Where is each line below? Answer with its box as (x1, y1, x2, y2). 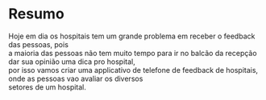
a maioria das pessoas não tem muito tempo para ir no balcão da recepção (8, 48, 257, 58)
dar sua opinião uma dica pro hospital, (8, 57, 135, 66)
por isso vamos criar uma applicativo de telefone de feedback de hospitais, (8, 65, 259, 74)
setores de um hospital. (8, 82, 87, 92)
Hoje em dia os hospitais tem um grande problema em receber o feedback (8, 31, 256, 41)
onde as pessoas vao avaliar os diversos (8, 74, 143, 83)
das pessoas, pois (8, 39, 69, 49)
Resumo (8, 5, 64, 23)
